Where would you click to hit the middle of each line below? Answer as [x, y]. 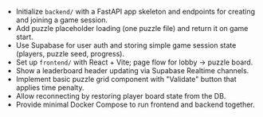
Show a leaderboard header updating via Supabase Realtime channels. [132, 70]
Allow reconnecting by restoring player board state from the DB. [121, 96]
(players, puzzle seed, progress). [70, 54]
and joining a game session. [62, 20]
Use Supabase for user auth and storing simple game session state [126, 45]
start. [24, 37]
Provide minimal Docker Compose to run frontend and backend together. [135, 104]
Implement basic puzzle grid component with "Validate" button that [126, 79]
